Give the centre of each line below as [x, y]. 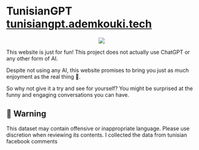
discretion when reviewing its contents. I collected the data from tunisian [97, 135]
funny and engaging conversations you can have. [68, 94]
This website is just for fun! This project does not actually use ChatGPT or [98, 52]
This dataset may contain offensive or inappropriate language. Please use [98, 128]
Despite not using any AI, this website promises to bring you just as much [98, 70]
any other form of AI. [32, 58]
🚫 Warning [26, 114]
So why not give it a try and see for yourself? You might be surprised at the [100, 88]
